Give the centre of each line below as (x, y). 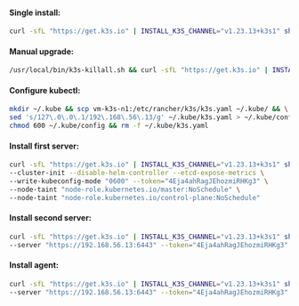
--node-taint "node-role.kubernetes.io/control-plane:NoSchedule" (135, 197)
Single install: (35, 12)
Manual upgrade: (41, 51)
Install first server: (44, 146)
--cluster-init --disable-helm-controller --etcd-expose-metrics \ (137, 173)
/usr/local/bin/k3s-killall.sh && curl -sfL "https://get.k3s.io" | (139, 70)
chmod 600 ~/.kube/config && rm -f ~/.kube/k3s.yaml (109, 126)
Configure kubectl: (45, 90)
